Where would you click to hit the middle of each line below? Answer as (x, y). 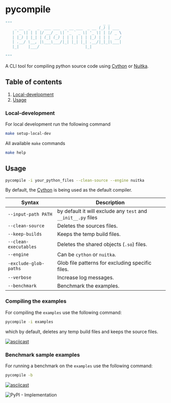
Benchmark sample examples (43, 354)
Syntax (30, 203)
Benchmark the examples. (88, 286)
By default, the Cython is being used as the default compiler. (69, 190)
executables (22, 247)
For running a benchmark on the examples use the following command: (79, 366)
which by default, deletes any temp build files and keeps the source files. (82, 331)
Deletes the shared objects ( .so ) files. (102, 245)
